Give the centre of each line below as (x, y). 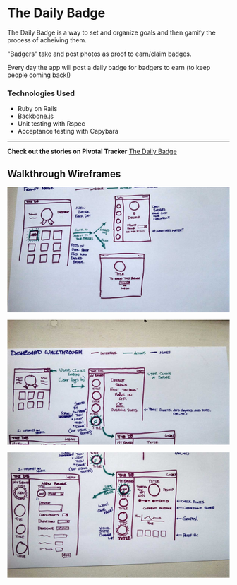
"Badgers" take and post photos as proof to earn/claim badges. (99, 54)
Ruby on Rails (37, 109)
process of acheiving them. (47, 40)
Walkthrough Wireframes (64, 173)
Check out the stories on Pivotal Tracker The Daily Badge (92, 152)
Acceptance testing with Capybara (68, 131)
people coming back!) (39, 75)
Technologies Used (41, 93)
